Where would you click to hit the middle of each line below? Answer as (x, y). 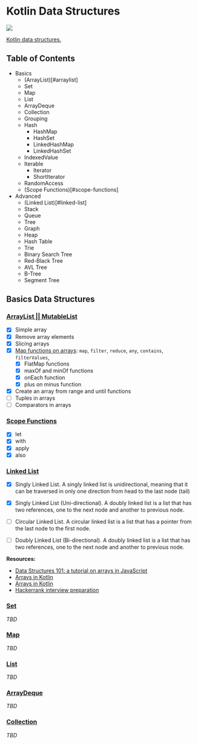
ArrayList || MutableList (42, 316)
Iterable (34, 164)
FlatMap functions (47, 364)
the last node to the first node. (53, 529)
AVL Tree (35, 267)
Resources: (21, 559)
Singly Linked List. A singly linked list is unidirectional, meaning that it (101, 484)
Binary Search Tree (48, 254)
